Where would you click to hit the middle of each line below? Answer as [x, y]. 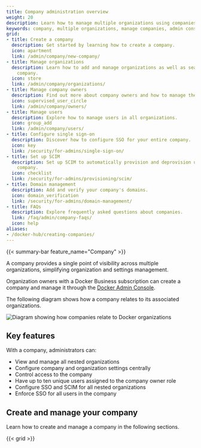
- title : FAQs [24, 207]
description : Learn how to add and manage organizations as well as [99, 67]
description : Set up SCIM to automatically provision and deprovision [101, 162]
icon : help [25, 223]
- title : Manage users [34, 112]
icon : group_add [32, 123]
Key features [31, 336]
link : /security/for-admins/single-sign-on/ [68, 151]
